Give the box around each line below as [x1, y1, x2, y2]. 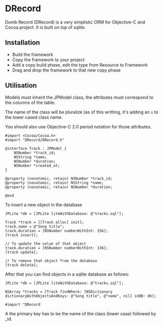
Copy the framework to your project [12, 57, 85, 63]
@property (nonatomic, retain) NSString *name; [5, 180, 104, 185]
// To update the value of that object [5, 241, 87, 246]
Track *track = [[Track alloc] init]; [5, 220, 84, 225]
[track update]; [5, 250, 38, 255]
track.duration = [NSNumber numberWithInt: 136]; [5, 245, 109, 250]
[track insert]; [5, 233, 38, 237]
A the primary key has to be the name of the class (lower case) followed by [5, 310, 156, 316]
